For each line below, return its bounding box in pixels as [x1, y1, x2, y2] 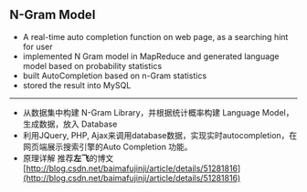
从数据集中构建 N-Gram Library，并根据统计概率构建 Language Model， [22, 106, 294, 117]
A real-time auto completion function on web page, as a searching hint [22, 31, 289, 42]
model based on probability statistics [22, 60, 163, 71]
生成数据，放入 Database [22, 118, 118, 129]
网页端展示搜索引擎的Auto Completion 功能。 [22, 141, 194, 152]
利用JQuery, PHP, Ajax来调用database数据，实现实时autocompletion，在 [22, 129, 298, 140]
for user [22, 41, 53, 52]
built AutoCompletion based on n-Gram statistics [22, 70, 207, 81]
